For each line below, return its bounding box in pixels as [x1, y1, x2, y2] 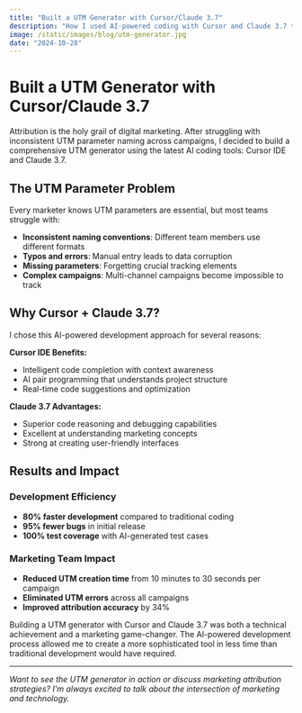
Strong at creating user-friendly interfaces [22, 438, 180, 448]
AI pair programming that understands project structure [22, 374, 228, 384]
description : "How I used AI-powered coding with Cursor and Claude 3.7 [9, 22, 288, 31]
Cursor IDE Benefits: [9, 347, 87, 357]
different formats [22, 241, 85, 252]
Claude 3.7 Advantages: [9, 401, 102, 411]
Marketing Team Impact [9, 553, 116, 565]
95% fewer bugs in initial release [22, 520, 146, 531]
